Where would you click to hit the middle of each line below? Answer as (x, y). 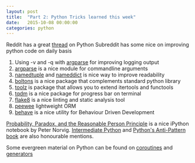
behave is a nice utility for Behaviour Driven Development (84, 112)
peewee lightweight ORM (45, 106)
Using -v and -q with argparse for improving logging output (87, 62)
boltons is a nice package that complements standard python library (98, 81)
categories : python (30, 28)
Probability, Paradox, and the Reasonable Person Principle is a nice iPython (97, 124)
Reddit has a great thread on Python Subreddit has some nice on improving (97, 45)
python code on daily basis (39, 51)
